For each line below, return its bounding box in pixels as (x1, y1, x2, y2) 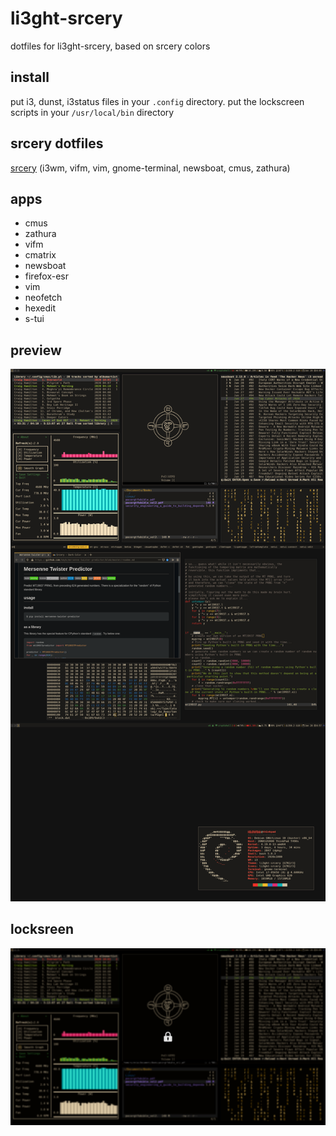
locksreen (10, 921, 75, 938)
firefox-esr (24, 270, 70, 282)
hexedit (24, 302, 56, 314)
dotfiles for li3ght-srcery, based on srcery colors (10, 40, 211, 52)
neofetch (24, 292, 63, 304)
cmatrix (24, 249, 57, 261)
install (10, 69, 50, 86)
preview (10, 342, 62, 359)
